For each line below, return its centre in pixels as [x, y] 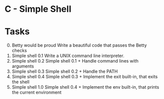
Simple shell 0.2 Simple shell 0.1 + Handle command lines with [75, 61]
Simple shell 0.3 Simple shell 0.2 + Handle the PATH [65, 71]
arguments [23, 66]
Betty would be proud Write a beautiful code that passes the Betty [79, 45]
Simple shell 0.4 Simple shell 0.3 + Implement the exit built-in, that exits [85, 77]
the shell [21, 82]
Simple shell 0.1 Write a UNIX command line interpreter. [68, 56]
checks [19, 51]
